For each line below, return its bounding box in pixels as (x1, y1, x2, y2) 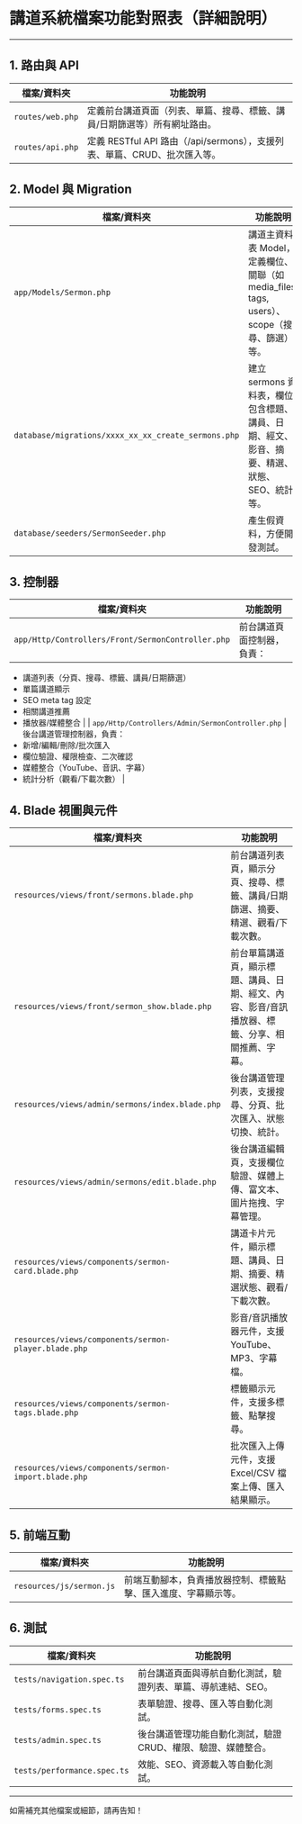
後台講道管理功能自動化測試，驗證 (138, 1728, 282, 1740)
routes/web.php (13, 112, 79, 122)
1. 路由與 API (9, 58, 79, 73)
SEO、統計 (248, 483, 294, 496)
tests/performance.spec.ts (13, 1765, 129, 1775)
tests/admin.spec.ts (13, 1735, 102, 1745)
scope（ (248, 318, 284, 330)
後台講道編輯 (230, 1142, 285, 1155)
